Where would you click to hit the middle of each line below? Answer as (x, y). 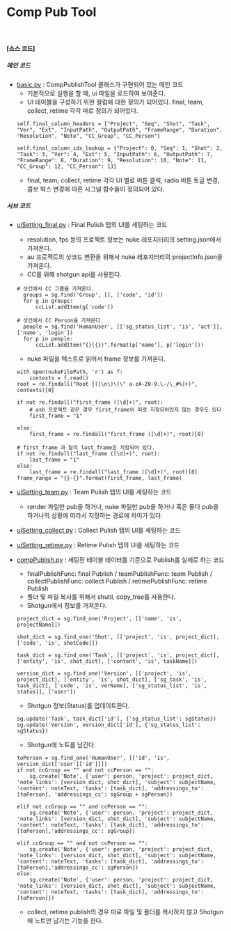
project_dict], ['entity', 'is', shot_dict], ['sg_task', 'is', (112, 680)
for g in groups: (48, 301)
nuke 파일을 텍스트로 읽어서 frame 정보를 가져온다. (96, 359)
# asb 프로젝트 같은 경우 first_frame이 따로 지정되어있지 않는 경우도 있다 (126, 410)
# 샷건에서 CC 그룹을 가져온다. (55, 289)
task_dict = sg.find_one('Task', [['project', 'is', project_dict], (118, 655)
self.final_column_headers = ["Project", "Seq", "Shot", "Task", (113, 124)
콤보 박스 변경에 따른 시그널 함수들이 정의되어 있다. (96, 189)
